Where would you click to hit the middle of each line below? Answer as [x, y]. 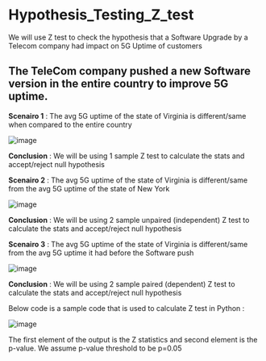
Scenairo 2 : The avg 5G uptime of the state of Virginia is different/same [128, 180]
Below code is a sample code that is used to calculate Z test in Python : [127, 308]
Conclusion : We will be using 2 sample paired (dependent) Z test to [122, 283]
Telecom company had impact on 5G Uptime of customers [106, 45]
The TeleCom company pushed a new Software [130, 71]
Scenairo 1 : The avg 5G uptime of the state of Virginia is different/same [127, 115]
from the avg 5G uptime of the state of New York [89, 188]
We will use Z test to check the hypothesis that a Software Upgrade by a [128, 37]
